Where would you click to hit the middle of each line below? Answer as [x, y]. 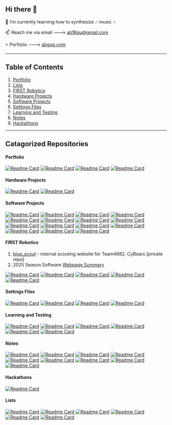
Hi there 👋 [21, 9]
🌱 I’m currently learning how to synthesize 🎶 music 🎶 [61, 21]
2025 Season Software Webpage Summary [58, 264]
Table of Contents [35, 67]
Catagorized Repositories [47, 144]
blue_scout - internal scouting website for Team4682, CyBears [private [88, 254]
